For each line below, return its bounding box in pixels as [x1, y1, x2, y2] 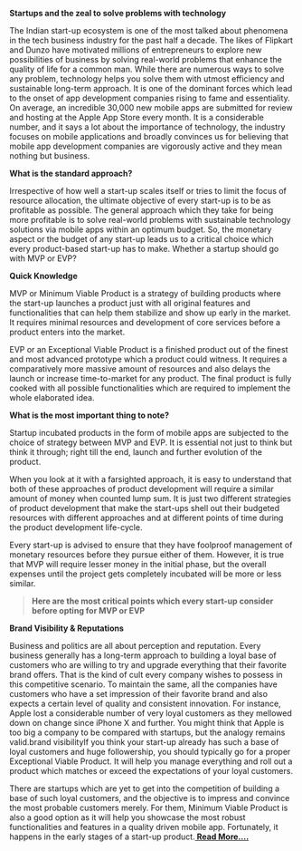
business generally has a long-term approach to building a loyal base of [9, 650, 278, 661]
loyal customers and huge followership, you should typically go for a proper [9, 747, 291, 757]
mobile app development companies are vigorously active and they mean [9, 140, 283, 151]
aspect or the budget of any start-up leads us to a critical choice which [9, 234, 274, 244]
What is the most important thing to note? [9, 410, 170, 421]
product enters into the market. [9, 326, 126, 337]
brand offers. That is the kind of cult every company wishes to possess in [9, 670, 283, 680]
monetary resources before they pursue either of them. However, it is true [9, 549, 285, 560]
